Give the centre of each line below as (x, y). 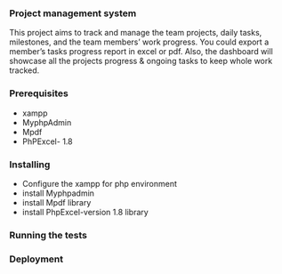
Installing (30, 165)
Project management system (73, 13)
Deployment (36, 259)
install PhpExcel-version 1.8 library (85, 212)
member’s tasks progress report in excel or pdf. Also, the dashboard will (141, 52)
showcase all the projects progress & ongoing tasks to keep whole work (141, 61)
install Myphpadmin (58, 193)
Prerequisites (39, 93)
